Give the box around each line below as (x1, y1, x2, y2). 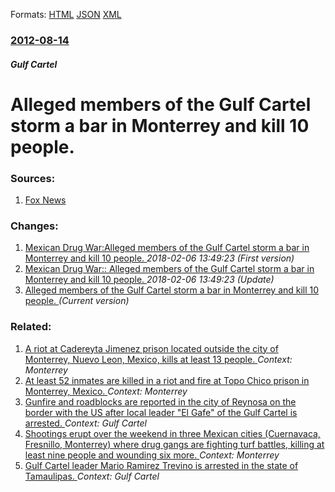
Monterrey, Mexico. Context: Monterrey (24, 385, 188, 397)
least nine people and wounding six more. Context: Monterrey (24, 449, 280, 461)
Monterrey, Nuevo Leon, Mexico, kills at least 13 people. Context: (24, 353, 293, 365)
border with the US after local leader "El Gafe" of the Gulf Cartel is (24, 406, 298, 418)
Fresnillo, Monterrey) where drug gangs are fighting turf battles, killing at (24, 438, 325, 450)
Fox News (24, 194, 67, 206)
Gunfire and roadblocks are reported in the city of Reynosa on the (24, 395, 297, 408)
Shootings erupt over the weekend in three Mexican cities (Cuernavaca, (24, 427, 321, 439)
